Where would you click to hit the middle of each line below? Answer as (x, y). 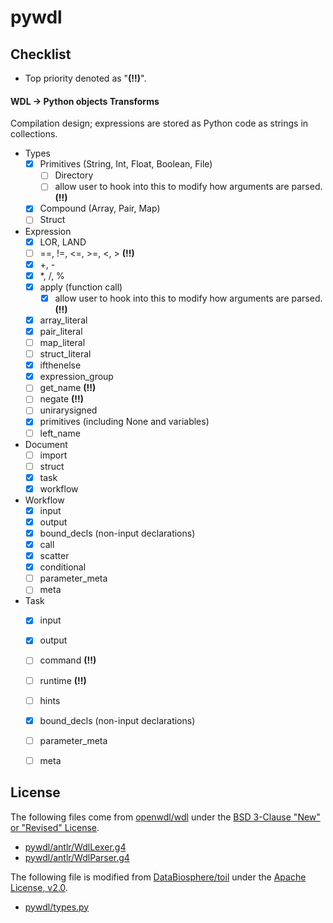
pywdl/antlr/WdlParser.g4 (77, 857)
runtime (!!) (63, 680)
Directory (74, 175)
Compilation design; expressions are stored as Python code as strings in (159, 123)
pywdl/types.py (57, 907)
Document (46, 444)
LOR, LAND (63, 242)
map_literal (62, 343)
